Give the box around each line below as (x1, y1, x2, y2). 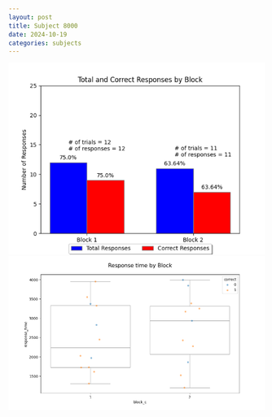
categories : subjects (8, 39, 82, 47)
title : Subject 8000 (8, 21, 79, 30)
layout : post (8, 13, 53, 21)
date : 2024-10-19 (8, 30, 68, 38)
